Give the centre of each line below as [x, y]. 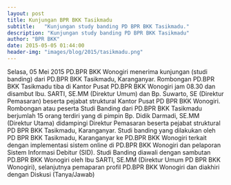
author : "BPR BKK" [33, 39]
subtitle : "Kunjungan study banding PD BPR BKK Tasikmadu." [98, 26]
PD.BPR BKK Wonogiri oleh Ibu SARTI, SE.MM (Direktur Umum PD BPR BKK [114, 159]
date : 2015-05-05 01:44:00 [46, 46]
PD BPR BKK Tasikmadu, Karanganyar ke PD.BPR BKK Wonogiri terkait [107, 137]
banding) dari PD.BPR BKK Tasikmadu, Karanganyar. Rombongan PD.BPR [111, 79]
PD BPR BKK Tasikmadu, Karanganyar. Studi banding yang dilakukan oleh [111, 130]
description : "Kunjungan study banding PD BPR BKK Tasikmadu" [98, 33]
